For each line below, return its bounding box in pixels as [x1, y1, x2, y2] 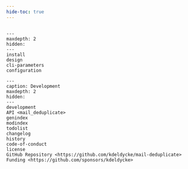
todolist [6, 125, 28, 131]
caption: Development [6, 83, 61, 89]
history [6, 136, 26, 142]
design [6, 57, 23, 63]
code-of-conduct [6, 141, 47, 147]
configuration [6, 67, 42, 73]
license [6, 146, 26, 152]
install [6, 52, 26, 58]
